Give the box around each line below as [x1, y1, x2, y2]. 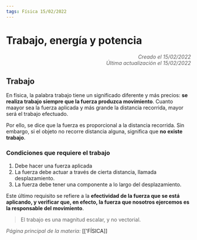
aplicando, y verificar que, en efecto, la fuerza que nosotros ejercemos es [6, 198, 189, 205]
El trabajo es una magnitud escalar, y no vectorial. [20, 216, 141, 223]
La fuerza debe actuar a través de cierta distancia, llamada [14, 168, 157, 176]
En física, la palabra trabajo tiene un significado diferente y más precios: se [6, 92, 188, 99]
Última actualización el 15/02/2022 [106, 59, 191, 66]
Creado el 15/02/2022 [137, 53, 191, 60]
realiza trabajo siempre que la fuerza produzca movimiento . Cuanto [6, 98, 174, 105]
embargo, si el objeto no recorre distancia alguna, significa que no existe [6, 128, 183, 135]
